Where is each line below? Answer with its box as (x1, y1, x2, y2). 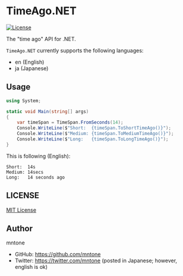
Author (6, 223, 33, 233)
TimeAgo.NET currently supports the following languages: (6, 46, 144, 54)
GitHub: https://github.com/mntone (14, 251, 101, 258)
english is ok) (14, 264, 48, 271)
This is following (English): (6, 152, 71, 159)
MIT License (6, 206, 37, 214)
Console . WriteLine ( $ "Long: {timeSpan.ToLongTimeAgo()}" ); (17, 136, 169, 142)
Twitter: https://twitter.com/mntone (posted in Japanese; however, (14, 257, 177, 264)
